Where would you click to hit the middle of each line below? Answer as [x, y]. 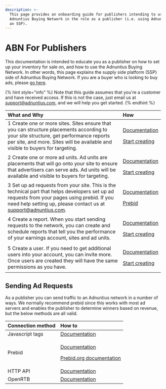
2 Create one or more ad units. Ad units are [58, 157]
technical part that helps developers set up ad [61, 192]
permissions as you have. [37, 267]
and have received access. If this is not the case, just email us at [71, 97]
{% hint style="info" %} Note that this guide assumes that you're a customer [83, 93]
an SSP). [19, 24]
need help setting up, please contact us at [56, 204]
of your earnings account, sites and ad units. [59, 238]
